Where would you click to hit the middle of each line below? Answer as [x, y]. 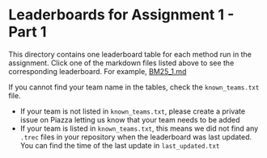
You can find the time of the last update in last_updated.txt [120, 145]
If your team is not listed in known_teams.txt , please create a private [132, 111]
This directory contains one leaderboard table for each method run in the [130, 54]
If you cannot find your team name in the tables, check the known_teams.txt [134, 87]
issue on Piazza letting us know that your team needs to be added [130, 119]
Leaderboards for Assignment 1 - [121, 15]
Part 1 [28, 32]
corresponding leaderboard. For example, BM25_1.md [97, 71]
